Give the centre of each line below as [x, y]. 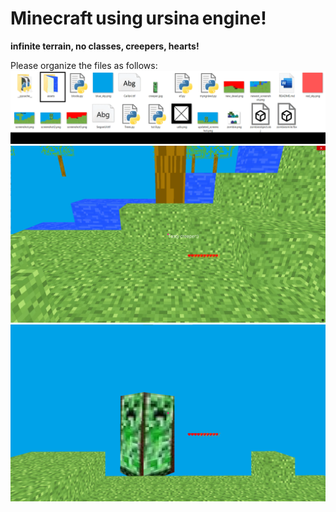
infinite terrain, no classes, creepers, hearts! [105, 46]
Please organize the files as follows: [84, 65]
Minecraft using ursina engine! [138, 18]
